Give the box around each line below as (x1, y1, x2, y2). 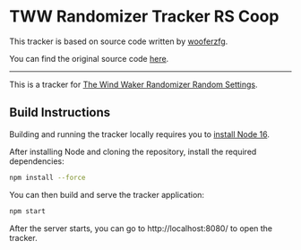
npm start (9, 206, 47, 216)
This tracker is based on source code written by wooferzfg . (9, 36, 228, 47)
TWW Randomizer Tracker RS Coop (9, 6, 279, 27)
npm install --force (9, 173, 87, 182)
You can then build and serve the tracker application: (9, 189, 204, 200)
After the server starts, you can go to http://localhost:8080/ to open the (9, 222, 273, 234)
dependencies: (9, 155, 64, 167)
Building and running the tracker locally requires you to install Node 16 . (9, 128, 271, 140)
